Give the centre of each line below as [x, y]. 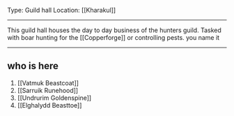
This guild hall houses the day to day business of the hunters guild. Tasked [114, 30]
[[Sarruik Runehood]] [48, 90]
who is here [33, 66]
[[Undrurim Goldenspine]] [54, 98]
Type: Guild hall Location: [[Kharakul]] [62, 10]
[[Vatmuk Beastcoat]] [48, 82]
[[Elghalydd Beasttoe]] [49, 105]
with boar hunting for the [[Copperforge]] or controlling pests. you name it [114, 37]
